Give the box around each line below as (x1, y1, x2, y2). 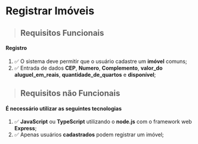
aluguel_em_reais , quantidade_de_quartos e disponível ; (14, 71, 156, 78)
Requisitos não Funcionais (20, 88, 120, 99)
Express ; (14, 125, 37, 132)
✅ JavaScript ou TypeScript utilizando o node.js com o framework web (14, 118, 192, 126)
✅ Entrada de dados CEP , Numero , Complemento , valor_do (14, 64, 163, 71)
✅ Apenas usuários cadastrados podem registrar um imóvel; (14, 131, 165, 138)
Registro (5, 45, 27, 52)
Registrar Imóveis (5, 4, 95, 18)
